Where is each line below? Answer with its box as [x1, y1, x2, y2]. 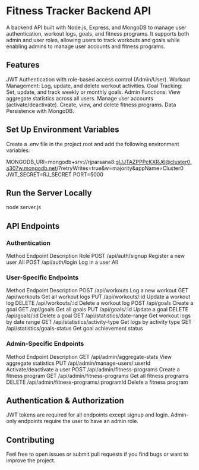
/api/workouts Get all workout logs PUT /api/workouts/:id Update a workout [6, 293, 191, 301]
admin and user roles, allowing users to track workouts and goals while [6, 36, 180, 43]
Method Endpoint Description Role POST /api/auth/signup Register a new [6, 253, 185, 260]
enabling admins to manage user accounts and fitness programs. [6, 43, 165, 50]
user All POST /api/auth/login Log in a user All [6, 258, 118, 266]
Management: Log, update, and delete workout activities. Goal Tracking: [6, 82, 183, 89]
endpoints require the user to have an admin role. [17, 418, 138, 425]
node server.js [6, 204, 42, 211]
